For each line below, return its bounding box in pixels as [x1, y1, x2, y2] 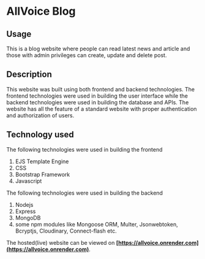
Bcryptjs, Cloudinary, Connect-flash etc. [15, 227, 117, 234]
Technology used [6, 129, 75, 140]
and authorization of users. [6, 112, 75, 119]
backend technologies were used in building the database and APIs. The [6, 98, 189, 106]
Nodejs [15, 201, 34, 208]
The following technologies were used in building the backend [6, 189, 163, 196]
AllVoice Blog [6, 4, 76, 18]
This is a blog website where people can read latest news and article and [6, 45, 190, 52]
